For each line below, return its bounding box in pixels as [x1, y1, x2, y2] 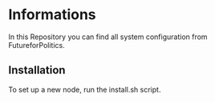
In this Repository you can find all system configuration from [8, 32, 208, 41]
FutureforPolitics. [8, 40, 66, 49]
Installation [8, 64, 66, 77]
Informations [8, 6, 96, 24]
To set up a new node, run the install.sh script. [8, 84, 161, 94]
